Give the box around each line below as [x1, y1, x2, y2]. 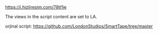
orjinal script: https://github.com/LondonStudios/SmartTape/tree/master [5, 23, 153, 29]
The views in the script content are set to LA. [5, 14, 97, 19]
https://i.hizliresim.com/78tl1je [5, 4, 67, 10]
